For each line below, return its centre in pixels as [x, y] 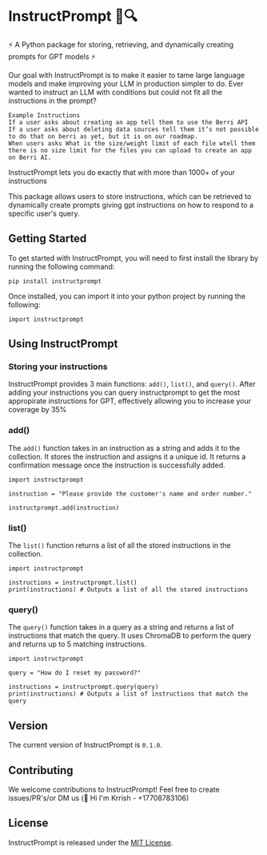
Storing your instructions [58, 367]
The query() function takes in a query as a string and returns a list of [121, 627]
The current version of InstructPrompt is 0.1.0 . [85, 745]
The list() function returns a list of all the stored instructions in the [120, 545]
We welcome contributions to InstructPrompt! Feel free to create [114, 789]
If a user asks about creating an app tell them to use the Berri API [128, 122]
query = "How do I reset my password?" [75, 673]
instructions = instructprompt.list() [73, 583]
